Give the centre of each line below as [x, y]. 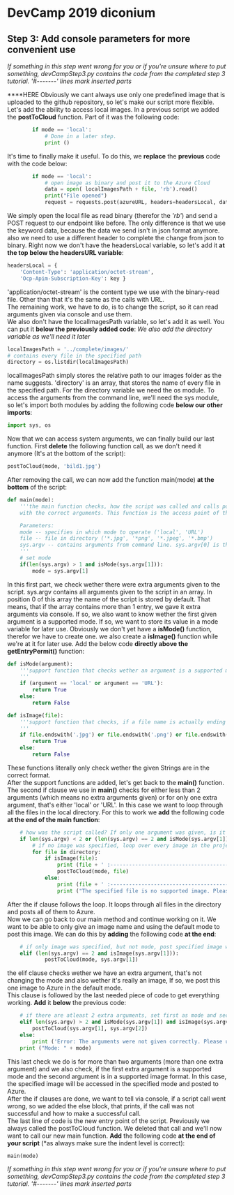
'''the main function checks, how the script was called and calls [119, 506]
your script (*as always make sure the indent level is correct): [96, 1143]
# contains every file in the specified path [74, 355]
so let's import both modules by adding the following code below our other [115, 405]
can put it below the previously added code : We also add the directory [110, 329]
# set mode [36, 558]
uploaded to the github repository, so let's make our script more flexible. [111, 102]
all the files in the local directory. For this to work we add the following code [116, 812]
